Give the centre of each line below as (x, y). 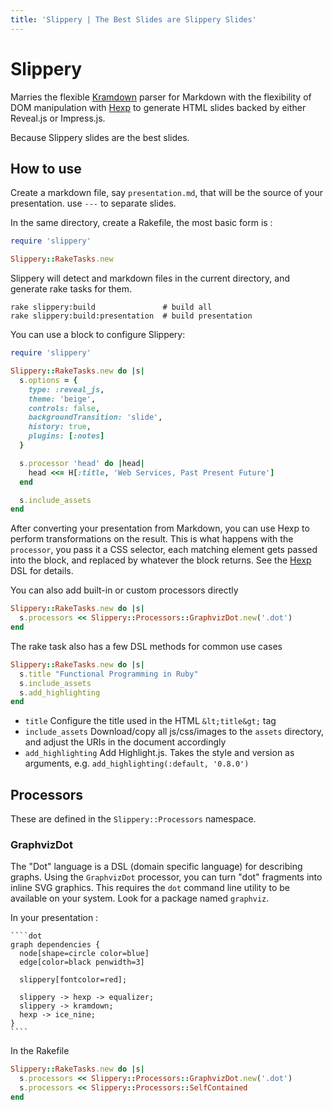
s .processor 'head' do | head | (82, 463)
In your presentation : (54, 918)
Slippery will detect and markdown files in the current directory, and (150, 278)
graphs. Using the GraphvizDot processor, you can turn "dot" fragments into (166, 877)
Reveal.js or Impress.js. (58, 118)
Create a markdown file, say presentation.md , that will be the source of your (167, 193)
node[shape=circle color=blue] (84, 954)
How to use (46, 168)
